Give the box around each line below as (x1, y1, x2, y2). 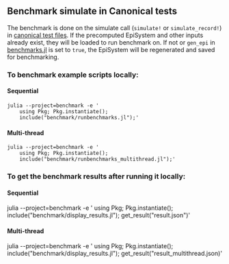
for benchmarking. (7, 53, 59, 61)
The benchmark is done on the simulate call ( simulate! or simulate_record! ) (7, 23, 222, 32)
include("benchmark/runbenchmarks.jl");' (19, 114, 139, 121)
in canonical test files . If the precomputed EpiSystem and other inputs (7, 31, 204, 39)
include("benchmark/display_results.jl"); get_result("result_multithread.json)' (7, 250, 223, 258)
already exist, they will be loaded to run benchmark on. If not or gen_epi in (7, 38, 215, 47)
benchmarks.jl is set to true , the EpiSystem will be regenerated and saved (7, 45, 215, 53)
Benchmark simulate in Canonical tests (7, 5, 178, 17)
